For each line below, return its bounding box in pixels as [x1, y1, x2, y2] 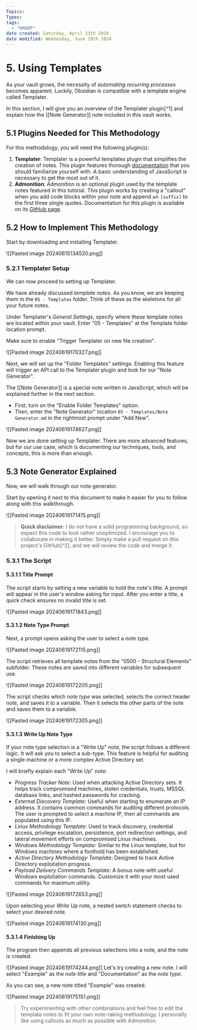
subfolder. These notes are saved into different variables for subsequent [6, 664, 181, 671]
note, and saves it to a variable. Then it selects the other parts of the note [6, 700, 184, 706]
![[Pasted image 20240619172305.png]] [6, 717, 103, 724]
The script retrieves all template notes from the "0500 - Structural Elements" [6, 658, 192, 664]
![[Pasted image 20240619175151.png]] [6, 993, 101, 1001]
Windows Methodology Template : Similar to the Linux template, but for [14, 842, 186, 849]
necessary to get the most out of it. [14, 174, 100, 181]
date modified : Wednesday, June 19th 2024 [6, 36, 112, 42]
